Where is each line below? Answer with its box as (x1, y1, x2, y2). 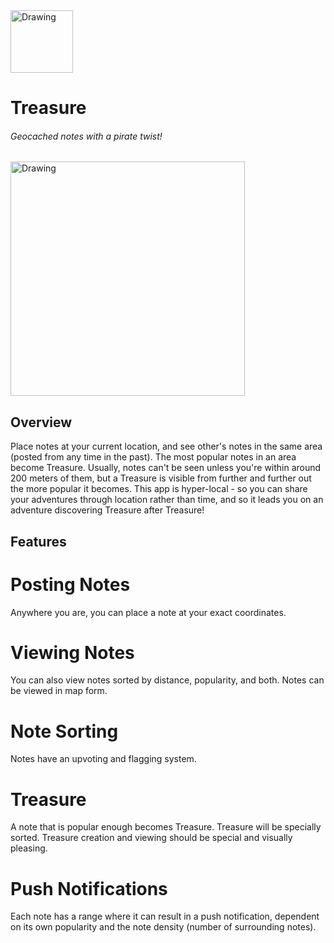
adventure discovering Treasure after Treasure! (10, 504, 205, 516)
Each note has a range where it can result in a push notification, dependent (10, 910, 320, 923)
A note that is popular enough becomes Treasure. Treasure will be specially (10, 821, 322, 833)
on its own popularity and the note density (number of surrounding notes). (10, 921, 317, 933)
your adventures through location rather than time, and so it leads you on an (10, 494, 324, 506)
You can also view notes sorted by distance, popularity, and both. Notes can (10, 674, 325, 686)
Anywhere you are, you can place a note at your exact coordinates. (10, 606, 287, 618)
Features (10, 533, 67, 550)
